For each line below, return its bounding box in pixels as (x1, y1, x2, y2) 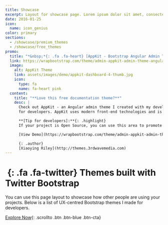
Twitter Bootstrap (5, 178, 79, 189)
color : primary (5, 30, 37, 35)
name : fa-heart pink (18, 86, 61, 91)
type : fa (18, 81, 37, 86)
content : (9, 91, 28, 96)
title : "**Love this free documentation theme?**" (14, 95, 122, 100)
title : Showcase (5, 7, 39, 12)
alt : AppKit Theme (14, 68, 52, 73)
